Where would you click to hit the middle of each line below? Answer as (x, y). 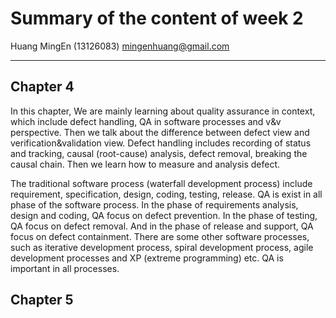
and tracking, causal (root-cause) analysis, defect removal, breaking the (159, 153)
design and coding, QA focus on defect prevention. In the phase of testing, (164, 215)
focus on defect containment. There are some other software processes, (160, 236)
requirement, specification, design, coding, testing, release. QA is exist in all (166, 194)
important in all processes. (65, 268)
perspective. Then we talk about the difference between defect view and (160, 132)
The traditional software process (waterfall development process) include (161, 183)
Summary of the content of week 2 (157, 18)
